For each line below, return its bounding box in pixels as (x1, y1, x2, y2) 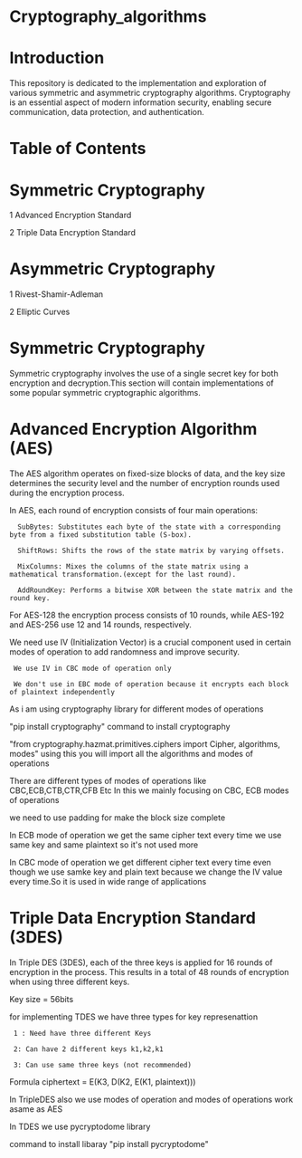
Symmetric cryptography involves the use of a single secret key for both (9, 368, 278, 379)
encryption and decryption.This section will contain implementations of (9, 378, 274, 388)
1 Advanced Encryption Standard (9, 210, 132, 221)
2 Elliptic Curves (9, 306, 71, 318)
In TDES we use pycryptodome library (9, 1121, 151, 1132)
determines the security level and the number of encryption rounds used (9, 478, 280, 489)
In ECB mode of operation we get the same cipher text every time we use (9, 830, 282, 841)
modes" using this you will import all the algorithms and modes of (9, 749, 254, 760)
